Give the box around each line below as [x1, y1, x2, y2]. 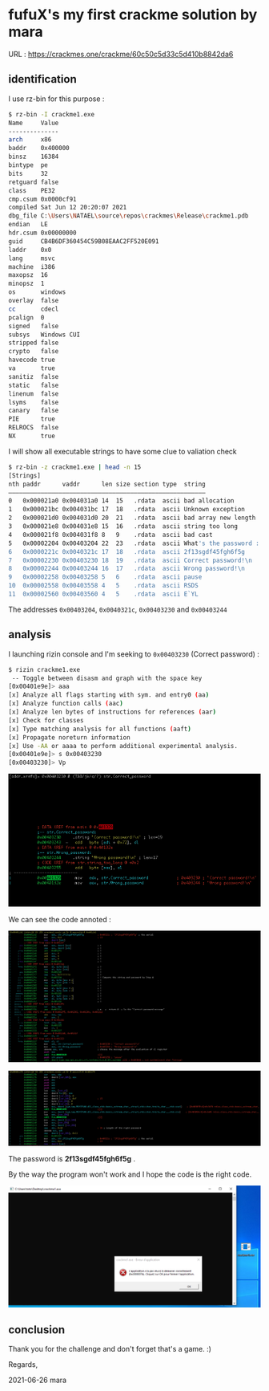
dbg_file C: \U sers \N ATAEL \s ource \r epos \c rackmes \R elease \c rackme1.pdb [8, 212, 249, 220]
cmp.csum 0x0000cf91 [8, 195, 78, 203]
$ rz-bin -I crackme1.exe [8, 110, 94, 118]
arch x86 [8, 136, 52, 144]
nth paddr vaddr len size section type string [8, 480, 206, 488]
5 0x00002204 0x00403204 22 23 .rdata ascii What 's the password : [8, 539, 260, 547]
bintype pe [8, 161, 48, 169]
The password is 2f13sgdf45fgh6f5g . [8, 1153, 136, 1163]
